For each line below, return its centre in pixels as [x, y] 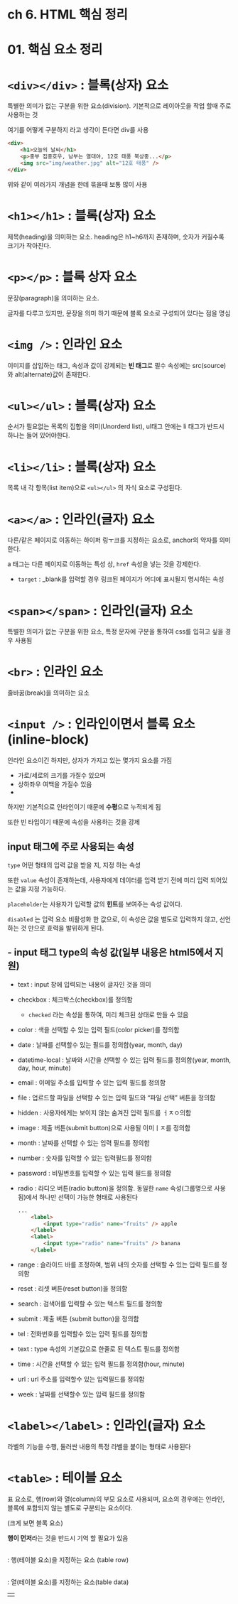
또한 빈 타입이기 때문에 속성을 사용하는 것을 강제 [74, 822]
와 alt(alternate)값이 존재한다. [49, 374]
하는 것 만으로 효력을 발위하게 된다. [56, 928]
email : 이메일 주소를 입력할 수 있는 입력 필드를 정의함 [91, 1082]
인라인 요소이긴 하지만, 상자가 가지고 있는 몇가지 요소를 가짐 [90, 760]
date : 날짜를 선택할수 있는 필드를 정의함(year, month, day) [100, 1044]
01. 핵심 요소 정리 [55, 50]
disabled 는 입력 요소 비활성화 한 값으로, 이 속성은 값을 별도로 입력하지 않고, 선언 [119, 919]
